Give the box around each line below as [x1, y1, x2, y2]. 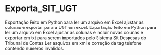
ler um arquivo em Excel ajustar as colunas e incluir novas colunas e [5, 29, 144, 35]
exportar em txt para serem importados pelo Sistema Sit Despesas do [5, 35, 147, 41]
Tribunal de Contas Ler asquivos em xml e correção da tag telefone [5, 40, 142, 46]
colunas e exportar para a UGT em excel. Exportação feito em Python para [5, 24, 157, 30]
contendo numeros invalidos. [5, 45, 64, 51]
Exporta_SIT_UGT [5, 3, 78, 14]
